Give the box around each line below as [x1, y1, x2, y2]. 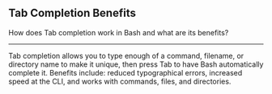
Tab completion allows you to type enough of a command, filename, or [8, 51, 244, 60]
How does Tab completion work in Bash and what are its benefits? [8, 27, 229, 37]
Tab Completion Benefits [8, 6, 136, 20]
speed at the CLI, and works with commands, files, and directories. [8, 76, 232, 86]
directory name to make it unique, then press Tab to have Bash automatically [8, 59, 264, 69]
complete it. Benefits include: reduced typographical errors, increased [8, 67, 243, 77]
